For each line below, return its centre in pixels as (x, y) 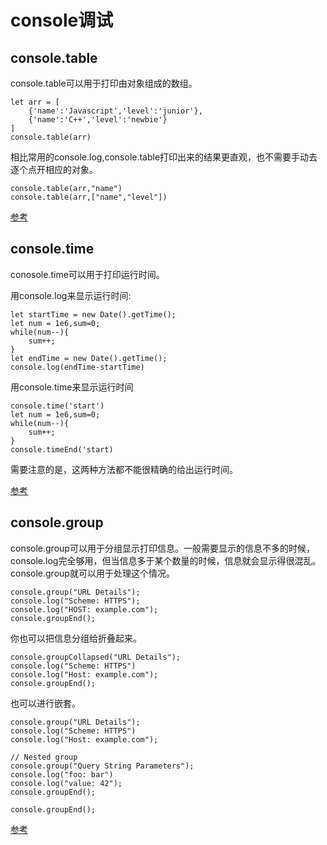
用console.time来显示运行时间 (72, 387)
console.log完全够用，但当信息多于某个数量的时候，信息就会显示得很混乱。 (166, 560)
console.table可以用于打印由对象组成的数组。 (104, 83)
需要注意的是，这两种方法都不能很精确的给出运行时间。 (124, 469)
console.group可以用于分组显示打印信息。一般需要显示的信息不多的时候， (162, 548)
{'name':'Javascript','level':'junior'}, (115, 111)
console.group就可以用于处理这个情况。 (92, 573)
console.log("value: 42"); (66, 783)
